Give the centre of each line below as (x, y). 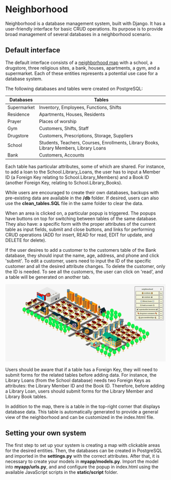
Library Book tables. (26, 396)
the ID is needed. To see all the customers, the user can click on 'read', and (84, 272)
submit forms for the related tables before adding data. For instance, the (81, 375)
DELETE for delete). (26, 240)
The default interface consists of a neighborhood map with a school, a (79, 63)
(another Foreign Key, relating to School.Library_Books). (64, 183)
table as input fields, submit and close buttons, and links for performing (80, 229)
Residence (18, 114)
